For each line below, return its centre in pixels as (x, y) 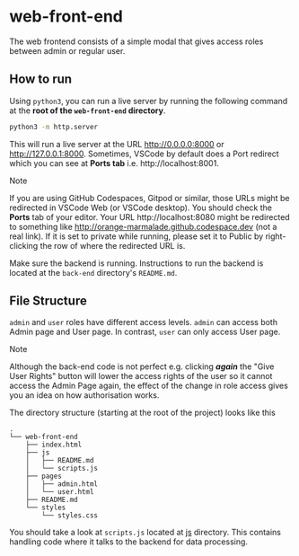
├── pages (44, 477)
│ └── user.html (60, 492)
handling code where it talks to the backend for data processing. (129, 542)
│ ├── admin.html (62, 484)
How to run (41, 79)
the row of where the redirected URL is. (113, 245)
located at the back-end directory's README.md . (93, 272)
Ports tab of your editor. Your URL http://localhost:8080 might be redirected (149, 216)
